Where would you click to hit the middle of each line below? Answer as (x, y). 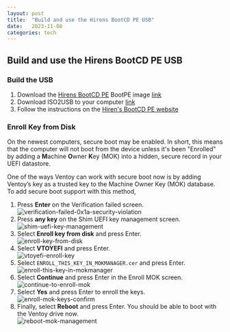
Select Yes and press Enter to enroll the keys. (81, 292)
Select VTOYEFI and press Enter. (64, 248)
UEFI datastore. (29, 164)
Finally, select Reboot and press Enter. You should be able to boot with (117, 307)
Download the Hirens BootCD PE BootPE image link (89, 94)
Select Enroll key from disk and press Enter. (79, 234)
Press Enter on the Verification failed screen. (80, 205)
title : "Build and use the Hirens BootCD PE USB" (81, 20)
